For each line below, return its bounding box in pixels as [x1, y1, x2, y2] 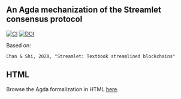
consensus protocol [6, 14, 83, 25]
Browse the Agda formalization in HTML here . [6, 85, 119, 92]
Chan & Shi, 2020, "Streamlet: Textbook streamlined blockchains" [6, 53, 176, 59]
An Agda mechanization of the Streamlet [6, 5, 162, 15]
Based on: [6, 41, 31, 49]
